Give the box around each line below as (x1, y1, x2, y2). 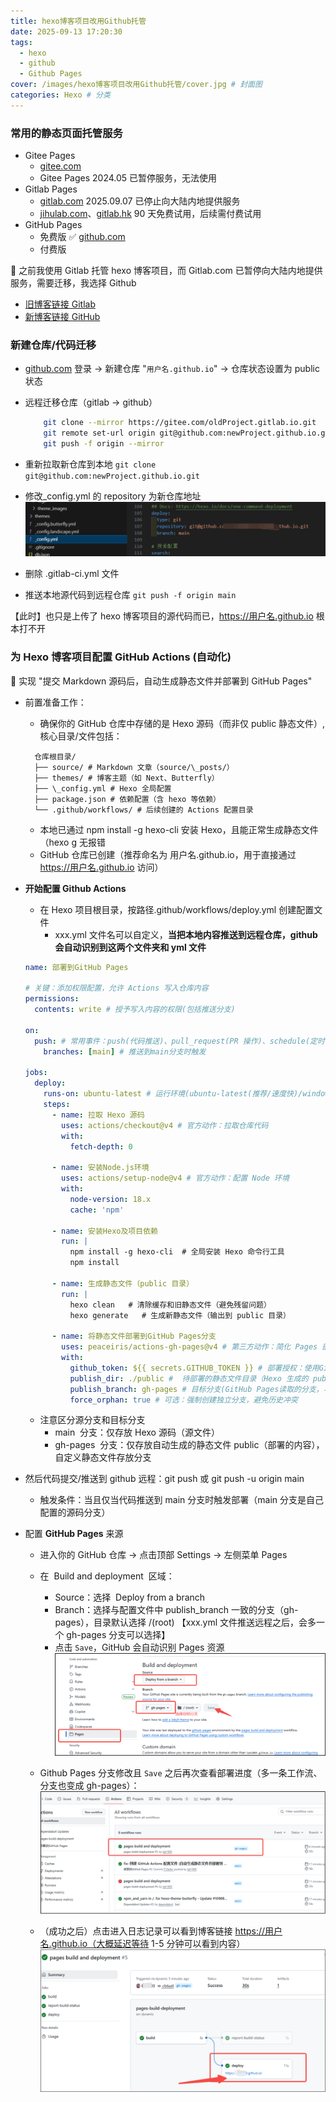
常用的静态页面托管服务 (10, 126, 123, 140)
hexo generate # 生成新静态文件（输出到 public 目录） (69, 1310, 291, 1320)
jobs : (24, 1068, 48, 1078)
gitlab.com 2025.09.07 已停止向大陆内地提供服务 (39, 195, 241, 207)
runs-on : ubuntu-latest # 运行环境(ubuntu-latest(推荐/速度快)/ (43, 1089, 303, 1099)
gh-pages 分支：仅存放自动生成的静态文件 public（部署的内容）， (54, 1439, 325, 1451)
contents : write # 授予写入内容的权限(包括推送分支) (34, 1005, 236, 1015)
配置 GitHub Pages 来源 (24, 1528, 124, 1540)
